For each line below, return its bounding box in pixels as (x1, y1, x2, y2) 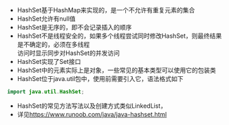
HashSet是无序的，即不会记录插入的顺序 (17, 23, 132, 31)
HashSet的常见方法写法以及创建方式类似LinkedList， (17, 102, 167, 110)
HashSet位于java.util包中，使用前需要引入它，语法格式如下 (17, 75, 184, 82)
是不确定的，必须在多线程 (17, 41, 90, 48)
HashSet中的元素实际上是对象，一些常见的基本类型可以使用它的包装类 (17, 66, 217, 74)
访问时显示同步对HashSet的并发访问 (17, 49, 120, 57)
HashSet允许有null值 (17, 14, 76, 23)
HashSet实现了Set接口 (17, 58, 81, 65)
